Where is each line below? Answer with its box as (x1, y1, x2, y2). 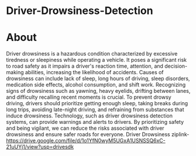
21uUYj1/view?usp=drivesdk (6, 143, 74, 150)
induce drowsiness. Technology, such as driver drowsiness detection (6, 112, 173, 119)
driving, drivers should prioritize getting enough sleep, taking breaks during (6, 100, 188, 107)
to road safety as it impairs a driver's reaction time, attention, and (6, 63, 164, 70)
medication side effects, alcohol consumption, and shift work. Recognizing (6, 81, 186, 88)
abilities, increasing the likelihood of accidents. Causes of (25, 69, 164, 76)
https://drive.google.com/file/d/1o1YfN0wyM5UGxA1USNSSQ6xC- (6, 137, 166, 144)
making (6, 69, 25, 76)
